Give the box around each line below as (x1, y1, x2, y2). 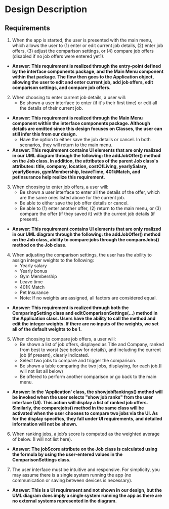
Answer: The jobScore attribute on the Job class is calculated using (12, 446, 158, 452)
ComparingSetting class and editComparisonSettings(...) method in (12, 310, 158, 316)
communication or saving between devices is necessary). (12, 477, 133, 483)
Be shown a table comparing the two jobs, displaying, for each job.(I (19, 363, 162, 369)
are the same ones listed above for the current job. (19, 195, 125, 200)
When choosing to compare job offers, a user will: (12, 336, 116, 342)
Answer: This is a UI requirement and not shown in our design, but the (12, 487, 162, 493)
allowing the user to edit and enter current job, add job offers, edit (12, 79, 153, 85)
